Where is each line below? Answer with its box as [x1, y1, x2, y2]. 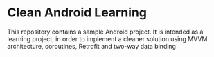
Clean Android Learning [7, 5, 148, 21]
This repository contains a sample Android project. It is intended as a [7, 27, 204, 36]
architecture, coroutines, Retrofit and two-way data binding [7, 42, 177, 50]
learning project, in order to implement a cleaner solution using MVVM [7, 34, 208, 43]
